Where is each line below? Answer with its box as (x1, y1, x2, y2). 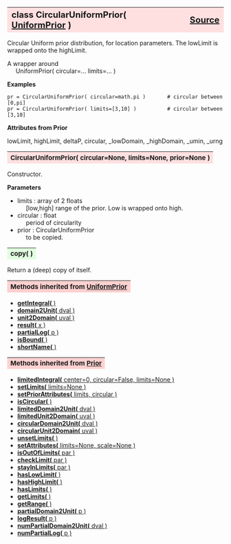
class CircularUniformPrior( (11, 10, 127, 20)
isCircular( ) (16, 398, 52, 405)
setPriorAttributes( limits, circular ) (16, 390, 118, 398)
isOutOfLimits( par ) (16, 448, 76, 457)
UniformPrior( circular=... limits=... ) (15, 67, 116, 75)
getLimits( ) (16, 492, 52, 501)
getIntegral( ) (16, 298, 56, 307)
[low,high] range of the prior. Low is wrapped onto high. (25, 204, 184, 212)
